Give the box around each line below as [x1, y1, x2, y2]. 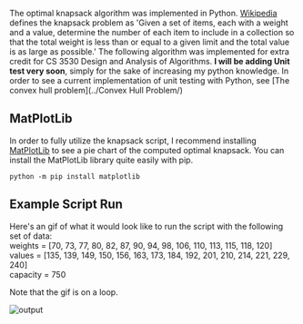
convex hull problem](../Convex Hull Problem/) [9, 85, 184, 95]
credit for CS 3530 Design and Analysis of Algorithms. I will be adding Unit [9, 56, 290, 66]
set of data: [9, 231, 53, 241]
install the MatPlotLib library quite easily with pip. [9, 154, 194, 165]
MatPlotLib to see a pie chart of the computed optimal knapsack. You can [9, 144, 285, 155]
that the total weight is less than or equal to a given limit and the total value [9, 36, 289, 47]
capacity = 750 [9, 269, 66, 280]
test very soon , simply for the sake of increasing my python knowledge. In [9, 65, 289, 76]
